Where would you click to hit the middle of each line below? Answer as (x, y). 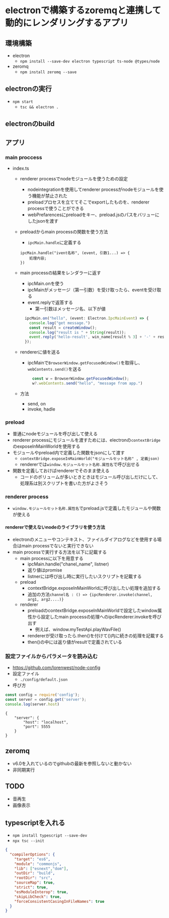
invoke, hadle (41, 409)
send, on (37, 403)
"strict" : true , (31, 887)
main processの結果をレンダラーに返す (61, 273)
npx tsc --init (28, 841)
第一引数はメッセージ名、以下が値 (70, 309)
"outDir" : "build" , (35, 873)
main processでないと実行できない (58, 545)
